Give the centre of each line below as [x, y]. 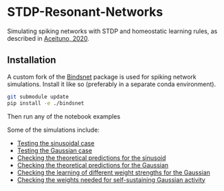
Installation [32, 60]
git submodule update [38, 97]
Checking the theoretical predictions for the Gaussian [93, 165]
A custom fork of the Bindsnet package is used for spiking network [102, 77]
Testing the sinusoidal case [56, 143]
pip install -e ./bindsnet [46, 103]
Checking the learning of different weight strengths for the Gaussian [114, 172]
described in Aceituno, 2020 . [48, 38]
